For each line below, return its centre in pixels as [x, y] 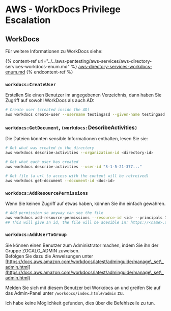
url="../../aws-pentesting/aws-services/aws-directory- [95, 61]
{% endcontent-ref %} [50, 72]
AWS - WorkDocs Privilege [63, 9]
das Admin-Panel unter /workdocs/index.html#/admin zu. [65, 293]
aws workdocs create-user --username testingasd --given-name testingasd [85, 115]
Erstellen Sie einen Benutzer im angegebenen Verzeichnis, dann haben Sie [83, 95]
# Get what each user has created [42, 162]
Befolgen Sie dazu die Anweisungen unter [49, 256]
